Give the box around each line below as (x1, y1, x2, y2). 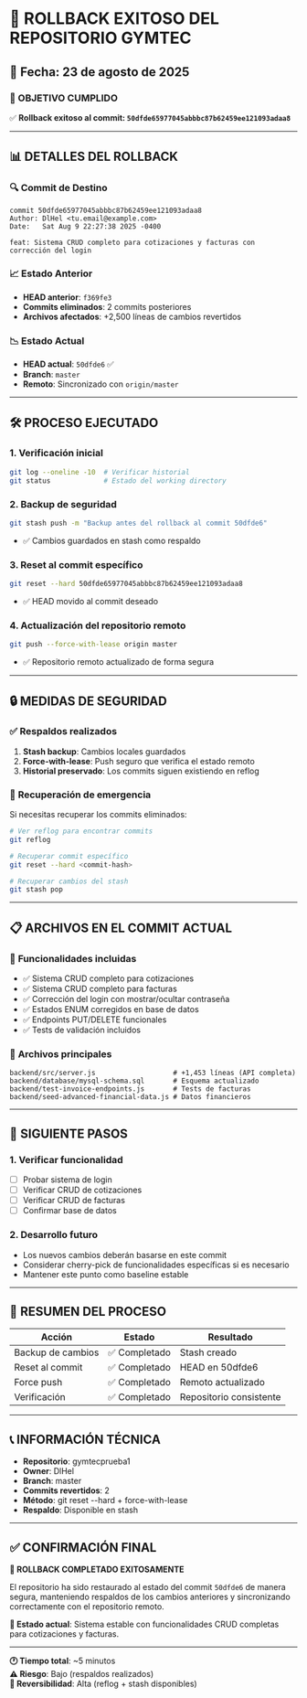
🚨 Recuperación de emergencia (9, 788, 152, 801)
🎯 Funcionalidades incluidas (9, 952, 137, 965)
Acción (40, 1330, 73, 1343)
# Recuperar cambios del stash (9, 877, 129, 886)
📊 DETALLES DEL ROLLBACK (9, 149, 178, 165)
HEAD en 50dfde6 (179, 1362, 259, 1374)
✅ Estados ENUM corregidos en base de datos (22, 1004, 199, 1015)
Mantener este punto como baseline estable (22, 1268, 189, 1279)
